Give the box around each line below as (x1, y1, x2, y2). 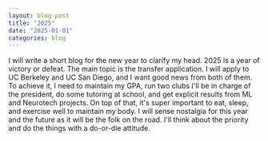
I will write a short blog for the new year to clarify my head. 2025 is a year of (8, 56, 260, 65)
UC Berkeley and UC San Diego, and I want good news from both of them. (8, 72, 253, 82)
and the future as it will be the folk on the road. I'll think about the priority (8, 115, 249, 124)
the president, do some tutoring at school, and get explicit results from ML (8, 89, 253, 100)
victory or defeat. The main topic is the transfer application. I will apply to (8, 65, 250, 74)
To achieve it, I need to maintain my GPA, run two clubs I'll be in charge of (8, 81, 251, 91)
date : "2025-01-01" (8, 26, 74, 34)
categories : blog (8, 33, 66, 42)
